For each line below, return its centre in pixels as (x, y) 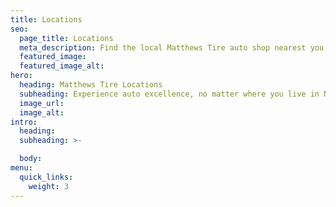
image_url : (42, 103)
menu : (21, 168)
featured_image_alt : (62, 66)
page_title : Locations (66, 38)
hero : (21, 76)
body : (31, 159)
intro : (24, 122)
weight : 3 (49, 186)
